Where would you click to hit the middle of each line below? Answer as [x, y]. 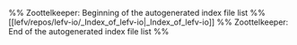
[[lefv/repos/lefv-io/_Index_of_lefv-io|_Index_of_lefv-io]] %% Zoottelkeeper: [148, 22]
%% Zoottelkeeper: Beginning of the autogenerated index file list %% [137, 13]
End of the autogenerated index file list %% [89, 31]
